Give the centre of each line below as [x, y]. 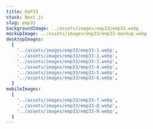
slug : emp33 [21, 23]
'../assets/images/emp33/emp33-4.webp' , [67, 67]
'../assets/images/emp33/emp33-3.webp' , [67, 61]
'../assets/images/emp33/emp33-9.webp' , [67, 111]
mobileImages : [24, 89]
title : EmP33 [22, 12]
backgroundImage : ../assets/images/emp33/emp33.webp [73, 28]
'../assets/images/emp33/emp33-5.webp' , [67, 73]
